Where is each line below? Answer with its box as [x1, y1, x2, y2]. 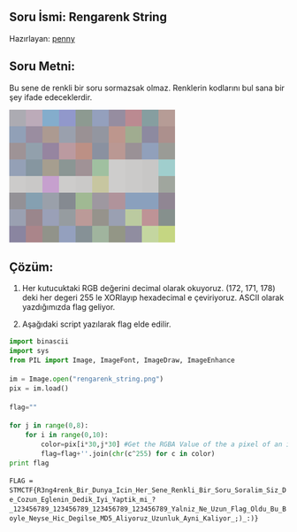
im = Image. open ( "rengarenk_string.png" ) [9, 374, 164, 383]
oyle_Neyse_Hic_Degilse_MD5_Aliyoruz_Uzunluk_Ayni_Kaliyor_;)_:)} [9, 513, 259, 523]
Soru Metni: [9, 59, 75, 74]
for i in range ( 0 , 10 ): [25, 431, 109, 440]
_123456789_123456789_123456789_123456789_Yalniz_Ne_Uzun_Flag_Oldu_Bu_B [9, 505, 287, 513]
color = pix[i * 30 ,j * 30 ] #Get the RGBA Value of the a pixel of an [41, 440, 283, 449]
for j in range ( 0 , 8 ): [9, 421, 89, 430]
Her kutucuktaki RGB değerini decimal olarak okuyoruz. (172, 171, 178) [21, 283, 276, 294]
